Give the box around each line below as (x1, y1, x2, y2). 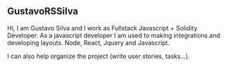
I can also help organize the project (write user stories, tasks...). (7, 52, 190, 60)
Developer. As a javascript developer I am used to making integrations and (7, 31, 221, 39)
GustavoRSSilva (7, 6, 79, 17)
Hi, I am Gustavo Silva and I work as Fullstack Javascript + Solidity (7, 23, 198, 32)
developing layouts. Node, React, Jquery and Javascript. (7, 38, 170, 47)
